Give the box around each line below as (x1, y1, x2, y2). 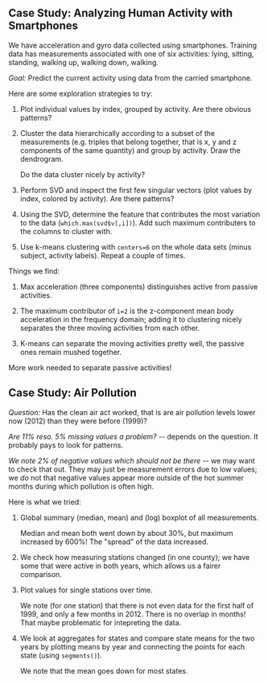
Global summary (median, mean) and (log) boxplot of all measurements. (19, 513, 259, 522)
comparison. (19, 569, 62, 579)
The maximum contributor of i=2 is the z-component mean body (19, 306, 234, 315)
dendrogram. (19, 154, 64, 163)
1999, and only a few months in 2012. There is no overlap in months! (19, 609, 246, 619)
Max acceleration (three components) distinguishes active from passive (19, 282, 258, 291)
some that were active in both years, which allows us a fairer (19, 561, 221, 571)
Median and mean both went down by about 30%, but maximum (19, 528, 233, 538)
